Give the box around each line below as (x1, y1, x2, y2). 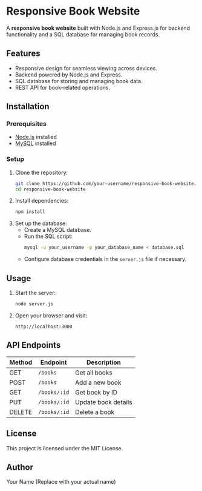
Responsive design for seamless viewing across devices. (15, 64, 157, 72)
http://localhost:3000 (15, 323, 73, 330)
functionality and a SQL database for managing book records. (6, 30, 160, 38)
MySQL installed (15, 140, 56, 147)
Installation (6, 101, 50, 112)
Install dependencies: (15, 197, 69, 205)
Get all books (75, 368, 113, 377)
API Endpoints (6, 340, 61, 350)
